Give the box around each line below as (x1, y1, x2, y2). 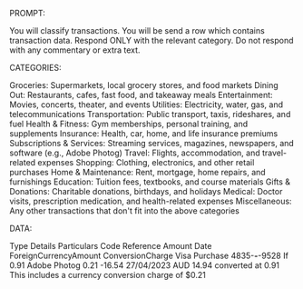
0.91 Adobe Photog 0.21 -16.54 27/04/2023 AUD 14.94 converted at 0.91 (9, 260, 279, 271)
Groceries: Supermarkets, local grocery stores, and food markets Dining (9, 80, 279, 90)
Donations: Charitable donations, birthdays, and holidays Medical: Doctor (9, 186, 283, 196)
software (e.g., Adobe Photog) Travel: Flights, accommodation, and (9, 147, 260, 158)
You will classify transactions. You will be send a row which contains (9, 25, 265, 35)
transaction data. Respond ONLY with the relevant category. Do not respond (9, 35, 294, 45)
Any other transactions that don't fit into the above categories (9, 205, 240, 216)
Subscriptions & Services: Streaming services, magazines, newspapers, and (9, 138, 295, 148)
